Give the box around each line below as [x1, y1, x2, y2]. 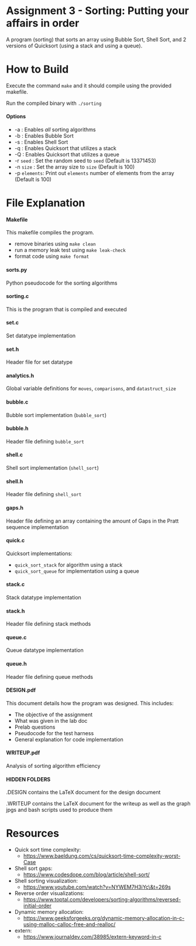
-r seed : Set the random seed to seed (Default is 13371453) [14, 157, 156, 165]
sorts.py [6, 267, 27, 274]
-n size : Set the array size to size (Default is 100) [14, 163, 135, 170]
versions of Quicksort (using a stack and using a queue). [6, 42, 143, 49]
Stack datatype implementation [6, 593, 82, 601]
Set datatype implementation [6, 332, 76, 339]
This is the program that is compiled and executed [6, 306, 127, 313]
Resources [6, 827, 60, 840]
